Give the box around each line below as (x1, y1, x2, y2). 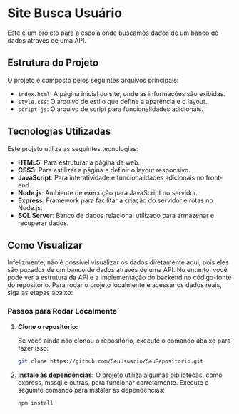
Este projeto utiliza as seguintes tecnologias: (7, 144, 138, 152)
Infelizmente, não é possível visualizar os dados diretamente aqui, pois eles (7, 258, 230, 266)
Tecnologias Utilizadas (7, 125, 111, 138)
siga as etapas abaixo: (7, 289, 73, 297)
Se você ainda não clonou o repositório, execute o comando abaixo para (17, 336, 231, 345)
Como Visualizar (7, 239, 83, 251)
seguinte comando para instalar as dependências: (17, 385, 166, 394)
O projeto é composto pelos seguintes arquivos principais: (7, 76, 179, 84)
